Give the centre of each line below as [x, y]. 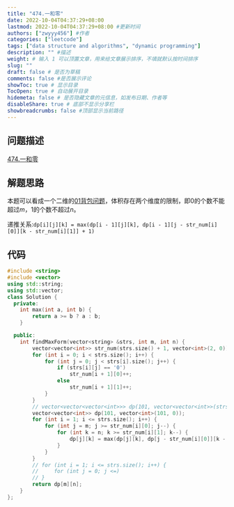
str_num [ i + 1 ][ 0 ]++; [101, 374]
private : [26, 304]
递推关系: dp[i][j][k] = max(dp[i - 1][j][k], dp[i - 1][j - [95, 224]
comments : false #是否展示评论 [49, 78]
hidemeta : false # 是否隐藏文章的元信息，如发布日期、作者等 [87, 98]
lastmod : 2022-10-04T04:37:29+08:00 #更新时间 [74, 26]
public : [25, 336]
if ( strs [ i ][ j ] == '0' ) [92, 368]
